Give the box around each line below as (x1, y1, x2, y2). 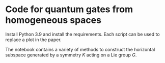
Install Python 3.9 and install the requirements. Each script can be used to (5, 31, 160, 37)
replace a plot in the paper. (5, 37, 62, 43)
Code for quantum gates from (5, 4, 133, 15)
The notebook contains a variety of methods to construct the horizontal (5, 46, 155, 52)
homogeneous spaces (5, 14, 102, 26)
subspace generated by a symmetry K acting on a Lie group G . (5, 52, 137, 58)
